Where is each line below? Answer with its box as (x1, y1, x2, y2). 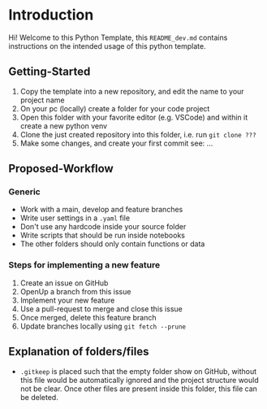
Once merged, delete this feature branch (19, 312, 157, 322)
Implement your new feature (19, 295, 115, 305)
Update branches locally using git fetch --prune (19, 321, 187, 331)
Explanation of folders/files (8, 345, 149, 359)
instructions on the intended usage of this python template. (8, 41, 206, 50)
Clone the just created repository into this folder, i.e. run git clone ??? (19, 129, 257, 139)
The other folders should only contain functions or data (19, 239, 205, 249)
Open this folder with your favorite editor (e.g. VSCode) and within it (19, 112, 248, 122)
